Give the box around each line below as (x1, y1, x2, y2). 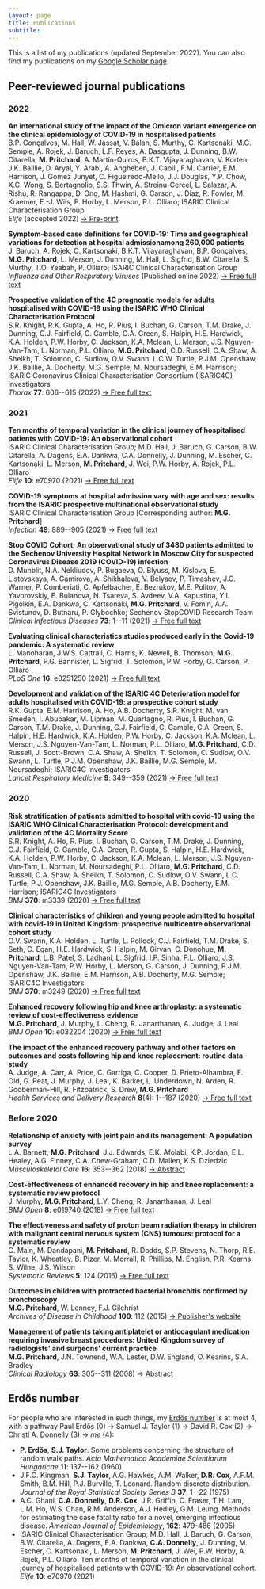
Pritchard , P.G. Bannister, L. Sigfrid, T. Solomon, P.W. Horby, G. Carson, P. (8, 657, 250, 667)
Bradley (8, 1360, 34, 1369)
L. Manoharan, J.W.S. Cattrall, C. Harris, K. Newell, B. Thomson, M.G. (8, 648, 233, 658)
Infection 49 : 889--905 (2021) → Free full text (8, 525, 158, 535)
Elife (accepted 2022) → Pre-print (8, 214, 119, 223)
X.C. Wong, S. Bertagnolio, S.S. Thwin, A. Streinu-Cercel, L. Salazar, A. (8, 180, 238, 190)
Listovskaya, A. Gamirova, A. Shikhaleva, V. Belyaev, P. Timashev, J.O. (8, 574, 236, 583)
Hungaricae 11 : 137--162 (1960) (19, 1461, 123, 1471)
